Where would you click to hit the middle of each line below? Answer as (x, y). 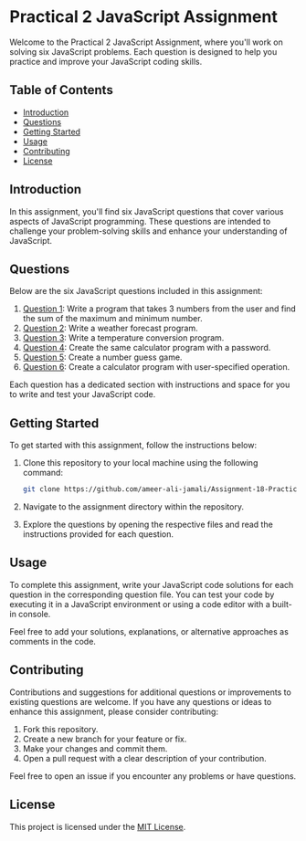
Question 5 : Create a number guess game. (102, 357)
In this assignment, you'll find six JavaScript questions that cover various (147, 211)
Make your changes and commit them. (95, 748)
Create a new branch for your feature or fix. (105, 739)
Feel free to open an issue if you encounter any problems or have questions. (153, 776)
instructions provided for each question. (98, 534)
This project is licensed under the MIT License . (98, 826)
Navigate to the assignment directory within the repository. (133, 507)
